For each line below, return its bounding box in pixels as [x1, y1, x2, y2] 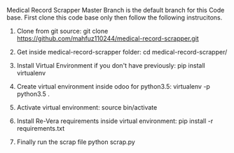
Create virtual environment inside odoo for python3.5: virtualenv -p [16, 82, 211, 90]
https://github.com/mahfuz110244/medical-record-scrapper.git [16, 34, 199, 43]
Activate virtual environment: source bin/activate [16, 103, 158, 111]
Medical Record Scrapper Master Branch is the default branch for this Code [6, 6, 225, 14]
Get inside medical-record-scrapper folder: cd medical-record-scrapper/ [16, 48, 228, 56]
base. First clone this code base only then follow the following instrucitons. [6, 13, 223, 22]
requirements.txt [16, 124, 65, 132]
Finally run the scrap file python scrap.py [16, 138, 136, 146]
